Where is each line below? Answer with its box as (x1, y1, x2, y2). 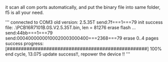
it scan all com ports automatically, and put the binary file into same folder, (5, 4, 161, 10)
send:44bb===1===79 (5, 30, 53, 35)
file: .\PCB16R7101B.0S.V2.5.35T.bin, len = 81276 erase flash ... (5, 24, 136, 30)
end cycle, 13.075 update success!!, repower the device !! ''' (5, 51, 131, 57)
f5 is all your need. (5, 9, 44, 15)
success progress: (5, 40, 44, 46)
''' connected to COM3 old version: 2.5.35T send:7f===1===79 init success (5, 19, 163, 25)
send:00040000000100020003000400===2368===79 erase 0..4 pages (5, 35, 159, 41)
